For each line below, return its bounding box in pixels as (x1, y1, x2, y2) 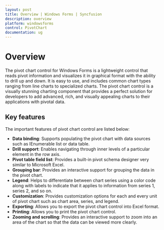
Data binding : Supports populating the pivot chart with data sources (12, 136, 151, 142)
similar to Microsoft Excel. (12, 162, 65, 168)
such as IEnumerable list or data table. (12, 141, 90, 146)
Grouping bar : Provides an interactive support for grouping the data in (12, 167, 155, 172)
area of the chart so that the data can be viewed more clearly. (12, 219, 137, 225)
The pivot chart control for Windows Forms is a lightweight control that (5, 67, 148, 73)
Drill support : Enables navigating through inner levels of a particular (12, 146, 150, 152)
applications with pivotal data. (5, 99, 66, 105)
